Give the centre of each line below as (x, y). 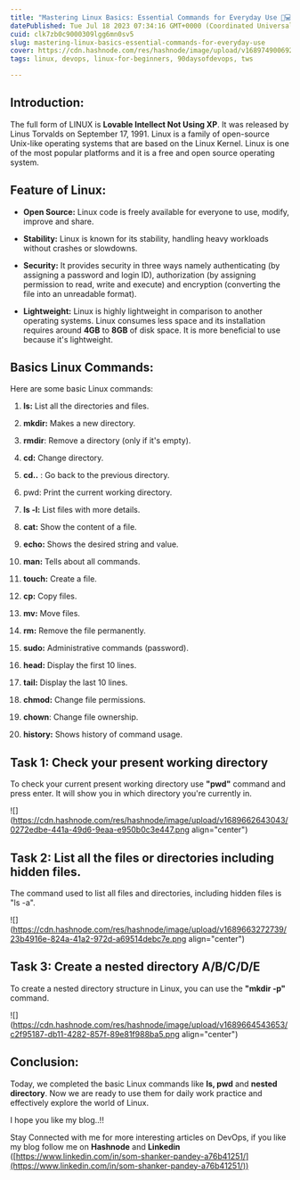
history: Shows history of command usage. (103, 734)
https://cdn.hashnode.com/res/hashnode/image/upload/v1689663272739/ (150, 929)
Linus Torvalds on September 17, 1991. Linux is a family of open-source (140, 134)
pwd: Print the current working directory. (97, 492)
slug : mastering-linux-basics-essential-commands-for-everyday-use (138, 42)
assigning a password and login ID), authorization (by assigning (139, 275)
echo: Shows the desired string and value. (101, 544)
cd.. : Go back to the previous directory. (96, 475)
